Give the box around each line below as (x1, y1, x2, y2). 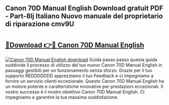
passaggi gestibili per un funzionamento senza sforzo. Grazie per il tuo (5, 68, 152, 73)
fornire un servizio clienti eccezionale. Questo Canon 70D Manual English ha (5, 78, 164, 84)
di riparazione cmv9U (5, 20, 75, 28)
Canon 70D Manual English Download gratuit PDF (5, 4, 163, 13)
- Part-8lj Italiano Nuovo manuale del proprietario (5, 12, 163, 21)
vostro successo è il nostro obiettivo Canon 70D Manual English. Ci (5, 89, 145, 95)
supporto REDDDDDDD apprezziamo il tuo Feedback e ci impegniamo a (5, 73, 154, 79)
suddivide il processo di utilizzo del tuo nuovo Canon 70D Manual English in (5, 62, 162, 68)
